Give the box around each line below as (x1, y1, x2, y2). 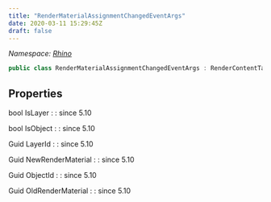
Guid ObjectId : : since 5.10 (8, 171, 97, 180)
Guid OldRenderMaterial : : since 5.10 (8, 186, 131, 196)
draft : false (8, 27, 52, 35)
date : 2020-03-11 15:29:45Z (8, 19, 103, 27)
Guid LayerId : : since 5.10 (8, 139, 94, 149)
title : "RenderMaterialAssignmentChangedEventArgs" (8, 11, 186, 20)
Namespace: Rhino (8, 49, 73, 59)
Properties (8, 86, 63, 101)
